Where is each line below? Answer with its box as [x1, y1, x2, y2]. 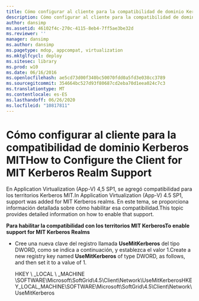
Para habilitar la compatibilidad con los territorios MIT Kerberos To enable [6, 222, 190, 229]
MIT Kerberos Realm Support [6, 166, 152, 179]
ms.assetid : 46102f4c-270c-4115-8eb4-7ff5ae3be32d [6, 25, 134, 31]
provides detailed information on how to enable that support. [6, 211, 154, 218]
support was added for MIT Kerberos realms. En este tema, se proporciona [6, 198, 189, 205]
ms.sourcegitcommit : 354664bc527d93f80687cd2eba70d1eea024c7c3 [6, 81, 166, 87]
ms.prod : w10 [6, 64, 38, 70]
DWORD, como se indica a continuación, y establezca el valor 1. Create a [14, 246, 191, 254]
